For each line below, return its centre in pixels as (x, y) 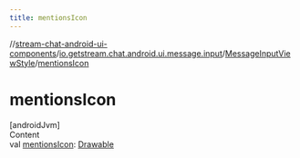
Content (25, 134)
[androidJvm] (35, 124)
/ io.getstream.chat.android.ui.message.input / (141, 53)
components (33, 53)
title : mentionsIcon (49, 18)
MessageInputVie (258, 53)
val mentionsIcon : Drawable (62, 144)
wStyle (22, 63)
